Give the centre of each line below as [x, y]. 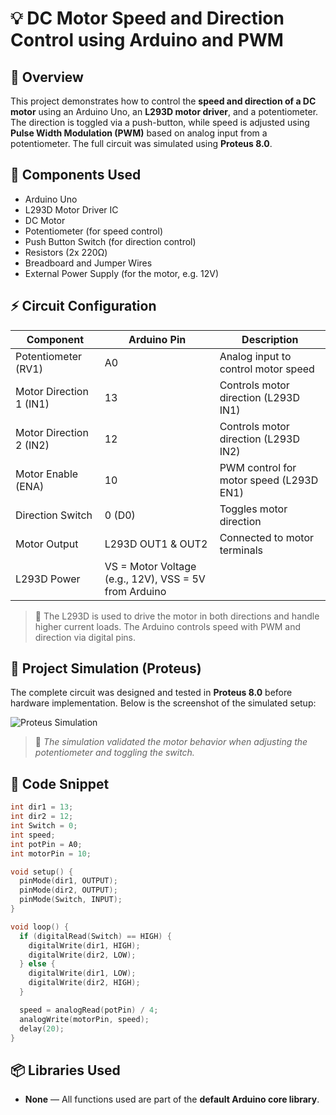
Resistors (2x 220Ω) [66, 252]
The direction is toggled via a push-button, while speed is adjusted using [160, 122]
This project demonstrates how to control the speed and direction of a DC [163, 101]
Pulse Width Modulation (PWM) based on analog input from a [139, 133]
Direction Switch [54, 515]
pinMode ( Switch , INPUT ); [71, 900]
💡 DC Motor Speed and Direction [147, 18]
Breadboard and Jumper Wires [88, 263]
